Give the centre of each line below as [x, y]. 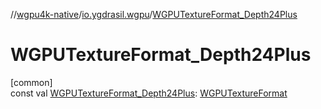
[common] [31, 82]
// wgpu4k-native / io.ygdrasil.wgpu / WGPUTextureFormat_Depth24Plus [154, 14]
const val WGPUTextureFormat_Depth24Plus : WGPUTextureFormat [149, 93]
